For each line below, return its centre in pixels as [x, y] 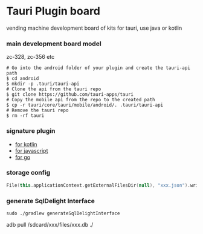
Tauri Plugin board [53, 11]
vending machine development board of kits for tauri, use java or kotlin [94, 28]
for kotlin [26, 144]
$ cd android [23, 79]
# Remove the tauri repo [37, 110]
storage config [28, 173]
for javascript [31, 150]
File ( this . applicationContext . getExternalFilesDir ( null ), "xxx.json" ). [98, 185]
